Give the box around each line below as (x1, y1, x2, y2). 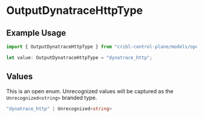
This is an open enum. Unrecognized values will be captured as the (6, 87, 174, 94)
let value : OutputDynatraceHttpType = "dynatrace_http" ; (6, 54, 153, 61)
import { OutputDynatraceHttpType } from (6, 44, 112, 50)
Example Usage (6, 28, 66, 38)
